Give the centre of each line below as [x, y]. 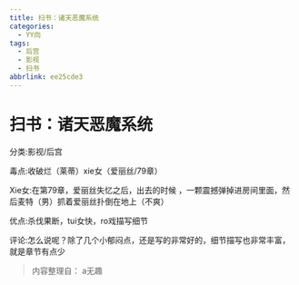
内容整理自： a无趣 [67, 270]
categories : [32, 26]
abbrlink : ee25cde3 [46, 77]
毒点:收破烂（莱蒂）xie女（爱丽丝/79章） [86, 171]
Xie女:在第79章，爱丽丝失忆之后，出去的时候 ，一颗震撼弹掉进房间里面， [146, 190]
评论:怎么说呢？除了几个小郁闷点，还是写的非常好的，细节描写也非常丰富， [150, 240]
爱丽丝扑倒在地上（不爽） [120, 201]
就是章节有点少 [37, 251]
